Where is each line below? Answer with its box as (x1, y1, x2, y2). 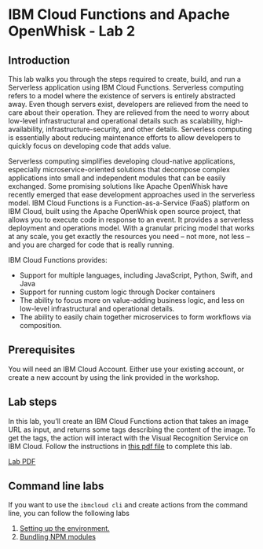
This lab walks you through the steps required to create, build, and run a (8, 75, 242, 83)
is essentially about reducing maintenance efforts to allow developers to (8, 133, 241, 142)
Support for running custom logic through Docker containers (19, 287, 216, 297)
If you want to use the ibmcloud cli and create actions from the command (8, 500, 249, 510)
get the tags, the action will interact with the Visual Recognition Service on (8, 433, 249, 442)
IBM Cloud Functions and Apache (8, 6, 230, 24)
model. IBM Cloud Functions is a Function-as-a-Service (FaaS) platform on (8, 198, 250, 208)
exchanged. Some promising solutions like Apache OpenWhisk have (8, 182, 228, 190)
